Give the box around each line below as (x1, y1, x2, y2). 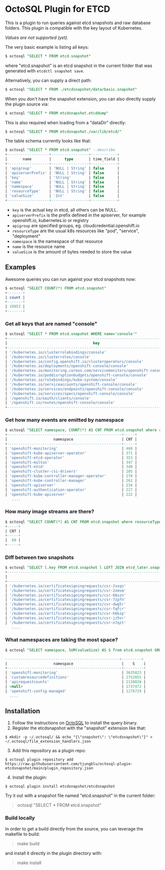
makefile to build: (5, 831, 40, 837)
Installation (5, 707, 40, 715)
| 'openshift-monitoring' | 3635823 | (5, 670, 146, 675)
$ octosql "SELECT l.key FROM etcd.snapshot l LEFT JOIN (5, 565, 124, 570)
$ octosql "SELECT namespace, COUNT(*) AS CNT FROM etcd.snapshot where (5, 428, 157, 433)
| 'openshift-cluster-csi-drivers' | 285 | (5, 469, 137, 474)
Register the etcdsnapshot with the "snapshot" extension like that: (12, 725, 146, 731)
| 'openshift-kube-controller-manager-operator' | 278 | (5, 473, 137, 479)
